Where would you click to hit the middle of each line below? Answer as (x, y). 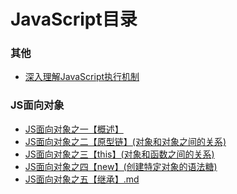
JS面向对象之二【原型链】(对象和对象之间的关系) (125, 141)
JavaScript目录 (74, 19)
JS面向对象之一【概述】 (74, 129)
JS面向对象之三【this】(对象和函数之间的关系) (119, 154)
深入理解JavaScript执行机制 (82, 77)
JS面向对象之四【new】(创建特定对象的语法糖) (121, 166)
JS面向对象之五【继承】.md (82, 179)
